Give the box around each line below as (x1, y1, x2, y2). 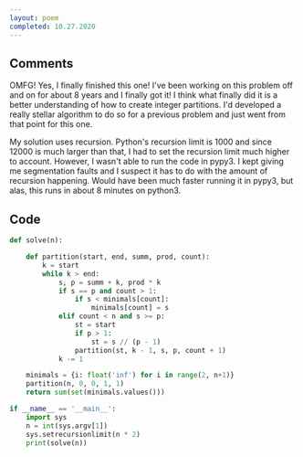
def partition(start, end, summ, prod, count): (26, 252, 210, 261)
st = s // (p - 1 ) (90, 337, 162, 346)
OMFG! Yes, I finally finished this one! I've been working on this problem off (9, 80, 294, 91)
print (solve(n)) (26, 438, 89, 448)
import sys (26, 412, 68, 421)
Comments (9, 56, 74, 71)
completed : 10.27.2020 (9, 22, 96, 31)
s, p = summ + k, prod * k (57, 278, 162, 287)
